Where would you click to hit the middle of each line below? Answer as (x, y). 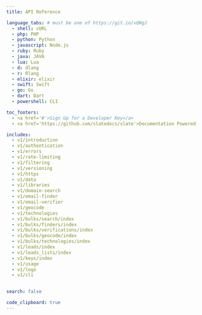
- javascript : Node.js (40, 45)
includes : (19, 135)
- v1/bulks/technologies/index (51, 242)
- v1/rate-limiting (36, 157)
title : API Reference (34, 12)
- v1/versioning (32, 168)
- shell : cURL (29, 28)
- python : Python (34, 40)
